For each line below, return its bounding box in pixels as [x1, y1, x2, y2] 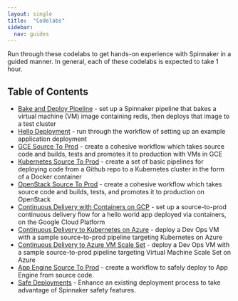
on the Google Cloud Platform [17, 218, 105, 226]
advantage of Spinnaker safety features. [17, 286, 137, 295]
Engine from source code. [17, 271, 95, 280]
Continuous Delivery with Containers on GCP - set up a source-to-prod [17, 203, 227, 211]
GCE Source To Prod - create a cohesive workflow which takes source [17, 142, 224, 151]
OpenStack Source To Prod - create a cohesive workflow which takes [17, 180, 222, 189]
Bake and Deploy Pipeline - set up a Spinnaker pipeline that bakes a [17, 105, 217, 113]
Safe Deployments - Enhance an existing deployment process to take [17, 278, 221, 287]
